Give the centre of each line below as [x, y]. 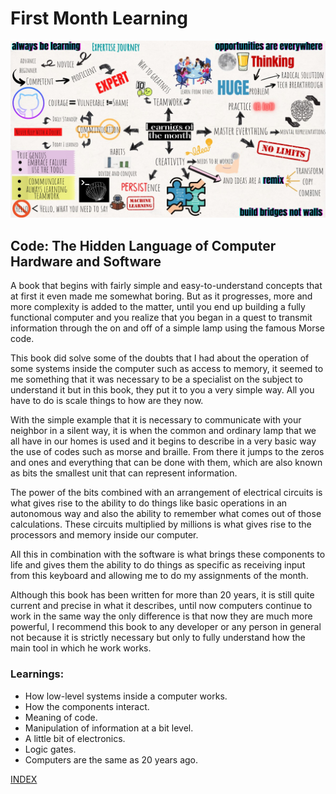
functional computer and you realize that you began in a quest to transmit [161, 318]
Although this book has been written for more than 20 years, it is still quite [162, 595]
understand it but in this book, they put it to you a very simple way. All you [162, 390]
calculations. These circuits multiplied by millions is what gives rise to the [161, 524]
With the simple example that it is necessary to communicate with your [156, 420]
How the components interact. [87, 706]
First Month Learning [99, 18]
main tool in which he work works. [81, 648]
